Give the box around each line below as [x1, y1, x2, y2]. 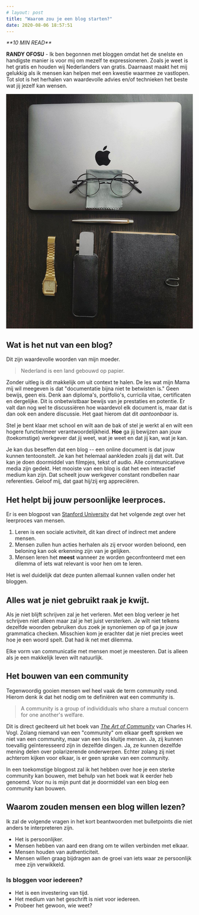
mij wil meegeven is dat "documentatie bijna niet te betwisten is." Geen [6, 385, 179, 392]
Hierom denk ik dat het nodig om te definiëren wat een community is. [6, 693, 175, 700]
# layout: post [6, 10, 44, 15]
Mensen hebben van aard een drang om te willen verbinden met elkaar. [14, 842, 189, 849]
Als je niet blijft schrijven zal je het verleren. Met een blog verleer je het [6, 611, 179, 618]
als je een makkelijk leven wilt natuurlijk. [6, 654, 104, 661]
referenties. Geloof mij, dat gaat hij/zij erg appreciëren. [6, 477, 140, 485]
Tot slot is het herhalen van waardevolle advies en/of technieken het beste [6, 76, 188, 83]
